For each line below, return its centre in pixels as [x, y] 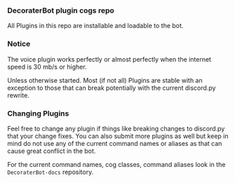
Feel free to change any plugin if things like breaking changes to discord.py [116, 128]
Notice [19, 44]
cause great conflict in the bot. [52, 151]
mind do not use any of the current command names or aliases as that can [115, 143]
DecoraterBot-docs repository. [51, 172]
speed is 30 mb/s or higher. [47, 67]
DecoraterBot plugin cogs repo [61, 11]
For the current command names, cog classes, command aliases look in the [116, 164]
